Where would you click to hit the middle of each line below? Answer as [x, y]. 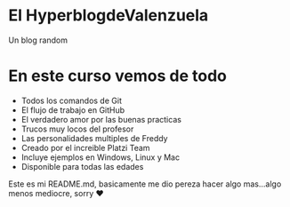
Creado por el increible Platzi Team [85, 147]
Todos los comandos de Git [71, 100]
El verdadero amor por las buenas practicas [101, 119]
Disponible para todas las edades [82, 166]
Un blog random [38, 40]
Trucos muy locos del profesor [77, 129]
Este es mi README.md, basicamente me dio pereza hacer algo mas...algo [145, 184]
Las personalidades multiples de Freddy [94, 138]
